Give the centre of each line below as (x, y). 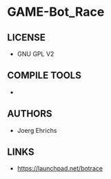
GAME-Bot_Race (56, 12)
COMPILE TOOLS (44, 75)
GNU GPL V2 (36, 54)
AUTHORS (30, 114)
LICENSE (27, 38)
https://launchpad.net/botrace (60, 169)
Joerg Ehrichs (37, 130)
